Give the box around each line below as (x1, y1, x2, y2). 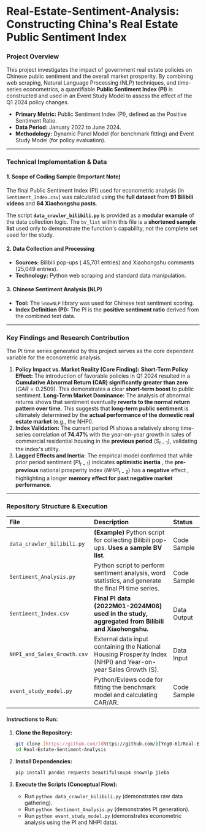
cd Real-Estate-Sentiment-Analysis (15, 747, 107, 753)
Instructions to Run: (6, 716, 58, 723)
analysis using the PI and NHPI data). (24, 819, 118, 826)
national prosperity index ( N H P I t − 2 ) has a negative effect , (39, 466, 189, 475)
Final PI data (94, 594, 131, 602)
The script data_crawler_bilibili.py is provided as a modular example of (6, 212, 194, 219)
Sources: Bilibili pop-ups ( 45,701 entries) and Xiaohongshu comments (15, 259, 194, 266)
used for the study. (6, 231, 54, 239)
